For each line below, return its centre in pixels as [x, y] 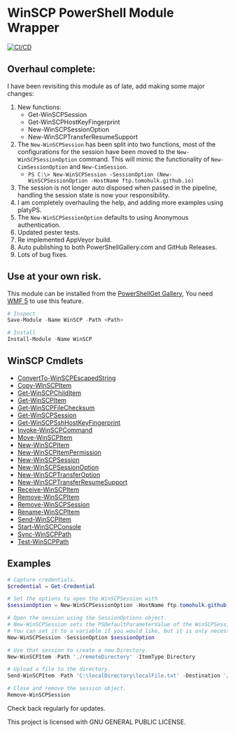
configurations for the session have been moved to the [96, 151]
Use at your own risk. [54, 277]
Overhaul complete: [51, 69]
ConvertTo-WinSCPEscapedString [66, 378]
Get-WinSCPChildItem [49, 393]
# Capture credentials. [42, 580]
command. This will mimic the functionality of [144, 159]
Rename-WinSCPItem [49, 512]
